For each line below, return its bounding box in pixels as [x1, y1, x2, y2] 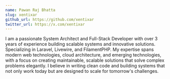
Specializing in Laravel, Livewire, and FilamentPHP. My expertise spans [5, 46, 154, 52]
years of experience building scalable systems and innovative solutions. [5, 41, 156, 47]
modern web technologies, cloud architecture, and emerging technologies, [5, 52, 161, 58]
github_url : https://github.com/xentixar [5, 17, 94, 22]
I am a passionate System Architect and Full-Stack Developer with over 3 [5, 36, 158, 42]
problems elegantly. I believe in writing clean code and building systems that [5, 63, 165, 69]
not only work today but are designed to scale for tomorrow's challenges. [5, 68, 159, 74]
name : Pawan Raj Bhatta [5, 7, 56, 13]
